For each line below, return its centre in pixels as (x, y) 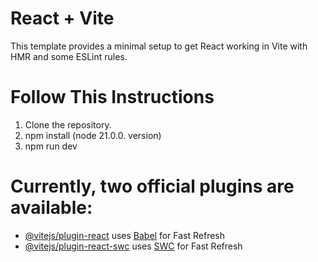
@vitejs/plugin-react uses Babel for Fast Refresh (125, 235)
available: (51, 208)
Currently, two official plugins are (152, 186)
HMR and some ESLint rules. (69, 56)
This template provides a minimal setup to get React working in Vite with (159, 46)
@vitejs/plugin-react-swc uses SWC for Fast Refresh (133, 246)
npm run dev (51, 146)
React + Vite (62, 18)
